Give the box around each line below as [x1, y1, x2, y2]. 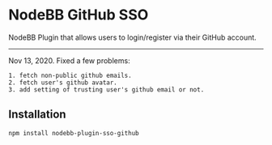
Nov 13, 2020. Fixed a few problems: [8, 55, 131, 66]
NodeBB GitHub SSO [8, 6, 149, 24]
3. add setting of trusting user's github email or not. [8, 85, 205, 94]
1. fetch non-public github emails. [8, 71, 132, 79]
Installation [8, 108, 66, 122]
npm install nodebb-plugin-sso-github [8, 129, 139, 137]
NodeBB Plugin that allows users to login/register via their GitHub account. [8, 32, 257, 42]
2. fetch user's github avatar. [8, 79, 117, 87]
